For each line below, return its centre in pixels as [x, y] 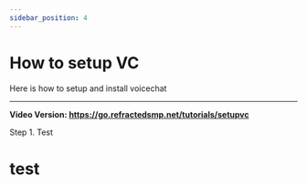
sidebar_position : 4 [49, 18]
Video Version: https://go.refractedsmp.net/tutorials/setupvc [129, 114]
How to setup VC [74, 62]
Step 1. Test [31, 132]
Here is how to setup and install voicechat [88, 88]
